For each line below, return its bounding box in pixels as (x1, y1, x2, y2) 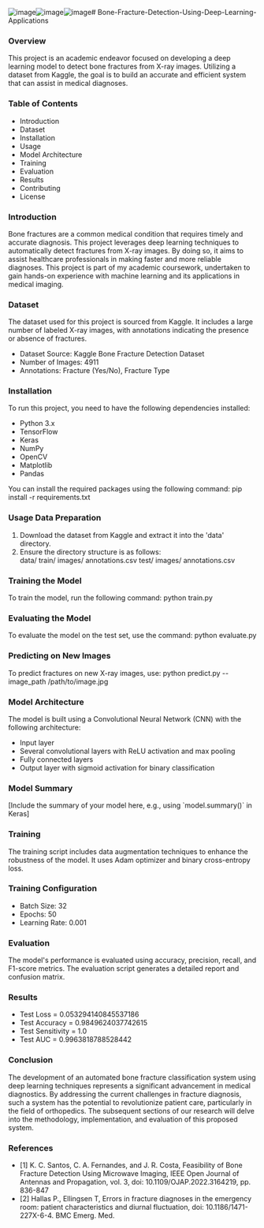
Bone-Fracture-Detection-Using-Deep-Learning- (97, 8, 257, 17)
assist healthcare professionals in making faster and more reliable (8, 254, 222, 263)
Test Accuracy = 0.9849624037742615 (19, 1018, 148, 1028)
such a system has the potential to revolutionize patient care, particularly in (8, 1097, 252, 1107)
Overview (8, 35, 46, 47)
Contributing (19, 183, 61, 192)
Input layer (19, 737, 55, 747)
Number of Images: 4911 (19, 357, 99, 367)
